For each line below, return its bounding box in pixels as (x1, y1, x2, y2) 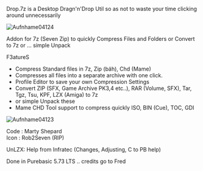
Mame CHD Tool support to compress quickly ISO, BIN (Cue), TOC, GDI (15, 104, 194, 111)
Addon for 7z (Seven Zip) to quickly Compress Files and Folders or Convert (6, 35, 195, 42)
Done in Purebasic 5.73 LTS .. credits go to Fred (6, 158, 126, 165)
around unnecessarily (6, 12, 61, 19)
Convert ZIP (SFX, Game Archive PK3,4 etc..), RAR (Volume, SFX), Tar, (15, 85, 192, 92)
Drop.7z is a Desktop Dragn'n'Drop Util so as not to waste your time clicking (6, 5, 197, 12)
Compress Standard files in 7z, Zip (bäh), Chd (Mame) (15, 65, 151, 72)
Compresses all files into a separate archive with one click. (15, 72, 163, 79)
